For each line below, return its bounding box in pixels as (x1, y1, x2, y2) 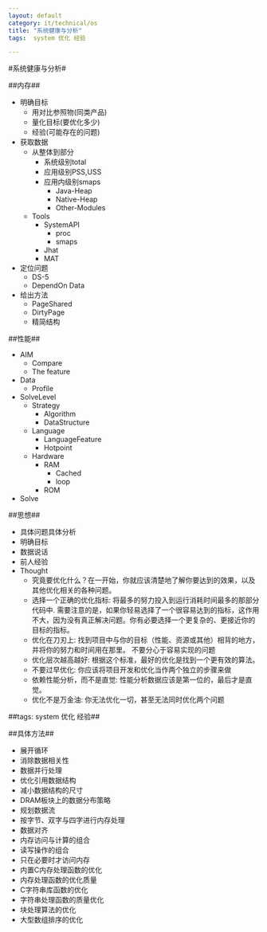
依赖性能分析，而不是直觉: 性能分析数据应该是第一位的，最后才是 (31, 675, 245, 685)
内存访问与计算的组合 (19, 836, 90, 845)
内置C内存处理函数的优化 (19, 865, 103, 875)
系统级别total (43, 157, 87, 167)
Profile (31, 384, 54, 394)
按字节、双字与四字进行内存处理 (19, 816, 125, 825)
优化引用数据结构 (19, 776, 77, 785)
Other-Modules (55, 203, 106, 213)
